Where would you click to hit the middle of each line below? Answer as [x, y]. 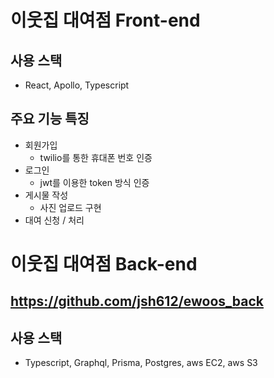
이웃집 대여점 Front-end [105, 20]
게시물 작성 [46, 195]
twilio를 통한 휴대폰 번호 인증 [96, 157]
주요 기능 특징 [50, 119]
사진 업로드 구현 [70, 207]
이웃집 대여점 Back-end [104, 264]
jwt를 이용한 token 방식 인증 [94, 182]
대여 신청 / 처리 [54, 220]
